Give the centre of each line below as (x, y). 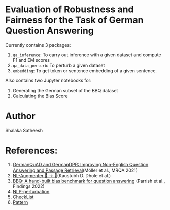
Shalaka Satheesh (24, 130)
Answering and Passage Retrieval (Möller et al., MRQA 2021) (75, 170)
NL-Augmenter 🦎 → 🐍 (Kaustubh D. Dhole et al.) (62, 175)
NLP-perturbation (31, 191)
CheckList (23, 197)
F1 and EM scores (31, 60)
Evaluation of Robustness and (70, 9)
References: (31, 151)
